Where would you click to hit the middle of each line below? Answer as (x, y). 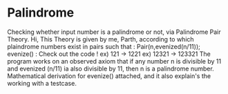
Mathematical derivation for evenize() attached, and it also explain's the (109, 76)
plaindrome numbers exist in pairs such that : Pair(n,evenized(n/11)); (104, 46)
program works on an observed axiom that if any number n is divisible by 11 (114, 61)
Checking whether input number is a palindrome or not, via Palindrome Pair (114, 32)
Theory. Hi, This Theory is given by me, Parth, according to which (101, 39)
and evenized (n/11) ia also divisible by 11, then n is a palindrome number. (111, 68)
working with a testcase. (42, 83)
